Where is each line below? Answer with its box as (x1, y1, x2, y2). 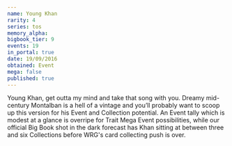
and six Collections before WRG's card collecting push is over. (7, 131, 186, 139)
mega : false (7, 68, 42, 75)
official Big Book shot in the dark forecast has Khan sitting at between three (7, 123, 224, 132)
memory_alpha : (7, 29, 49, 37)
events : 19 (7, 42, 39, 49)
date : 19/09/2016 (7, 56, 58, 63)
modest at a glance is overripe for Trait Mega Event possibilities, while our (7, 116, 219, 124)
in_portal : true (7, 49, 54, 56)
